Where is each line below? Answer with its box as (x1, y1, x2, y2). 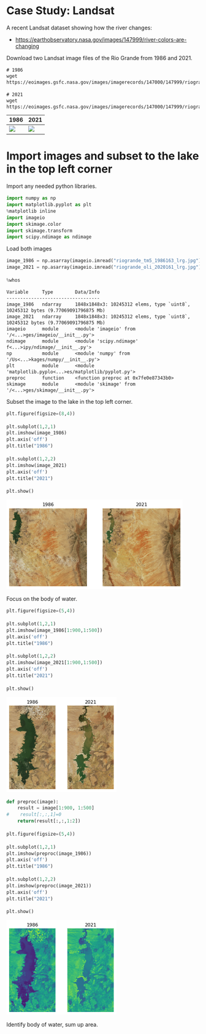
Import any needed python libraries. (6, 182, 97, 190)
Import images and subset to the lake (6, 149, 199, 163)
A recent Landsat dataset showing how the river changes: (6, 24, 152, 31)
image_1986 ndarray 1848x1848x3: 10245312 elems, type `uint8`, (6, 301, 191, 307)
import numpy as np (6, 195, 56, 201)
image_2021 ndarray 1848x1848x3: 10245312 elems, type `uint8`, (6, 314, 191, 320)
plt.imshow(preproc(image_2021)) (6, 882, 92, 889)
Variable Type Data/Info (6, 289, 100, 295)
